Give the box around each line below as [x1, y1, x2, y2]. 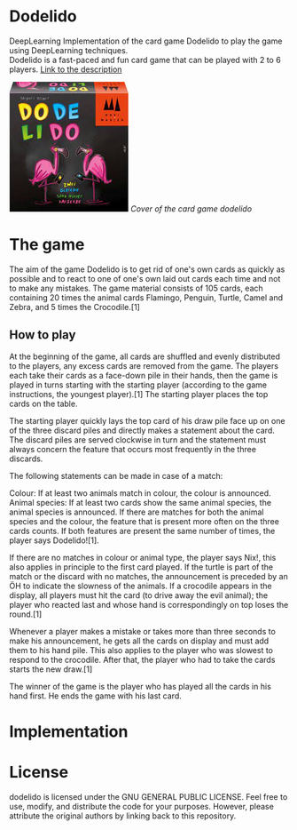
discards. [9, 453, 43, 464]
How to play [9, 327, 76, 343]
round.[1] [9, 609, 43, 619]
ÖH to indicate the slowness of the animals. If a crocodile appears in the [9, 580, 272, 591]
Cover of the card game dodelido [129, 203, 253, 214]
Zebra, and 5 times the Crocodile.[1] [9, 301, 140, 312]
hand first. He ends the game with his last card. [9, 690, 182, 701]
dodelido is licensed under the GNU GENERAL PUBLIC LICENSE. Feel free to [9, 791, 288, 802]
